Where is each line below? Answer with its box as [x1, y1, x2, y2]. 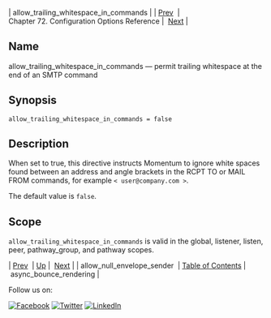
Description [8, 137, 69, 151]
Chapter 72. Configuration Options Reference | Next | [8, 16, 188, 26]
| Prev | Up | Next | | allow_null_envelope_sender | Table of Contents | [8, 260, 246, 271]
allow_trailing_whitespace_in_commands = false [8, 114, 173, 123]
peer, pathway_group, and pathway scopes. [8, 245, 154, 255]
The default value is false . [8, 191, 97, 201]
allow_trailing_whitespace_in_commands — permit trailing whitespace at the [8, 61, 262, 71]
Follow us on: [8, 285, 53, 295]
